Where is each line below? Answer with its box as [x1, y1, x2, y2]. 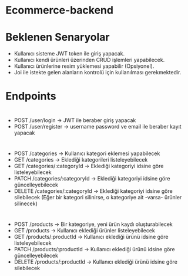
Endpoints [5, 90, 56, 103]
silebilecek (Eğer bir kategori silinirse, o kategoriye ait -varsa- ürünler [14, 193, 182, 201]
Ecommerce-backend [5, 4, 114, 17]
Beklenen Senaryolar [5, 31, 110, 44]
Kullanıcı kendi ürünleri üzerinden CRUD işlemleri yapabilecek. [14, 57, 165, 64]
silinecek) [14, 200, 38, 207]
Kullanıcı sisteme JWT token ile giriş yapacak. [14, 50, 125, 57]
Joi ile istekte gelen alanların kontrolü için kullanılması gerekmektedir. [14, 69, 182, 76]
